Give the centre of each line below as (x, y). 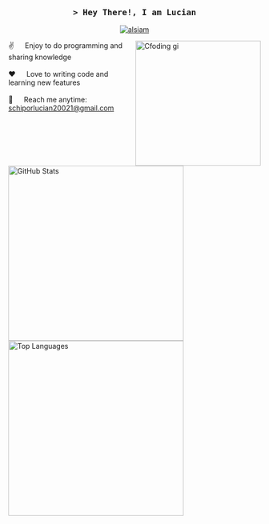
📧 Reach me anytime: (48, 100)
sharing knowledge (40, 57)
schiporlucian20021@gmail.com (61, 108)
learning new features (44, 82)
